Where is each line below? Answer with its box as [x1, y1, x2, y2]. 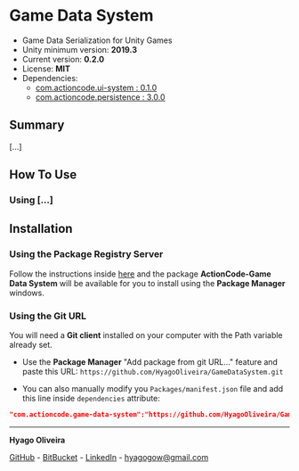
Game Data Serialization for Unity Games [21, 35, 173, 45]
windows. [9, 287, 44, 298]
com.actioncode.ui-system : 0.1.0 [35, 82, 158, 93]
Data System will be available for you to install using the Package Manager [9, 277, 286, 288]
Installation [9, 221, 73, 236]
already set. [9, 340, 53, 351]
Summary [9, 118, 65, 133]
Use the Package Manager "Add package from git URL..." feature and [21, 357, 279, 368]
